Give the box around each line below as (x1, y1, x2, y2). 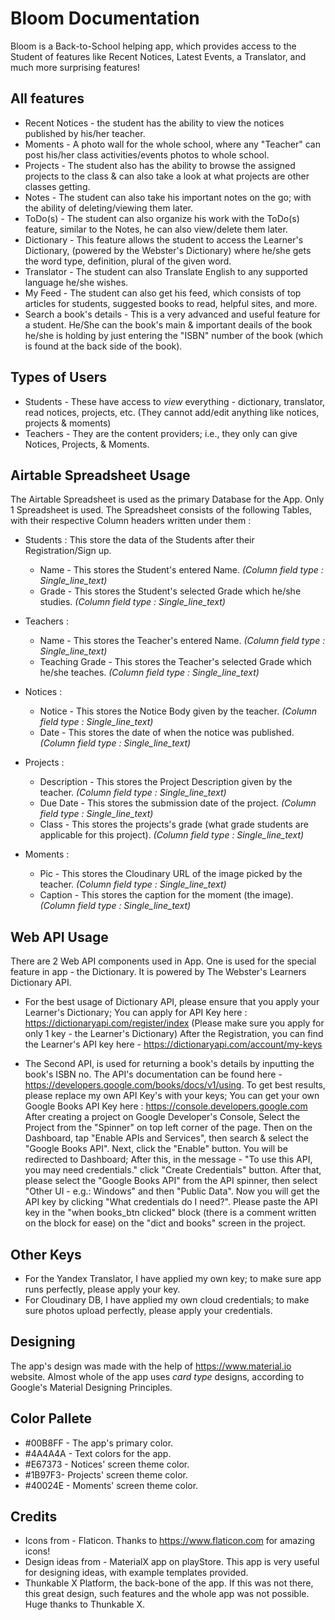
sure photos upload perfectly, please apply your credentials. (24, 1305, 273, 1316)
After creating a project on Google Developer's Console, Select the (24, 1111, 301, 1123)
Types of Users (10, 369, 107, 386)
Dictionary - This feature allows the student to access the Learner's (24, 233, 304, 246)
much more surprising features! (10, 61, 141, 73)
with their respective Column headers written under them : (10, 515, 252, 527)
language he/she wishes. (24, 276, 129, 288)
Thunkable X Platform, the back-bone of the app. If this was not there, (24, 1577, 314, 1589)
